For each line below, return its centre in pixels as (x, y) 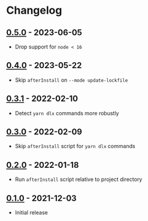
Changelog (34, 10)
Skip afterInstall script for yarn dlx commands (75, 146)
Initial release (31, 213)
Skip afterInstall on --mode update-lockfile (71, 80)
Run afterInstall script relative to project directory (78, 179)
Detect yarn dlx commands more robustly (67, 113)
